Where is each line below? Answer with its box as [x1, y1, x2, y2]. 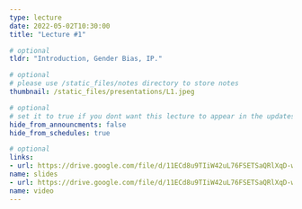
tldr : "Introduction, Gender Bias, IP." [9, 55, 164, 64]
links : [9, 153, 34, 162]
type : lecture [9, 13, 63, 22]
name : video [9, 186, 54, 196]
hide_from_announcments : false [9, 120, 127, 129]
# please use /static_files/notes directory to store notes [9, 79, 240, 88]
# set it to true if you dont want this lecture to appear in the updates [9, 111, 296, 121]
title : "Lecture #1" [9, 30, 87, 39]
